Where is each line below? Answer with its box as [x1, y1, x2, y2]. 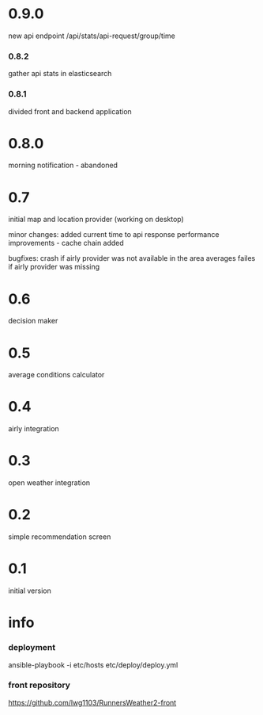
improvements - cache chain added [8, 239, 124, 248]
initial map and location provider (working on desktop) [8, 215, 184, 224]
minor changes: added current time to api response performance [8, 230, 220, 239]
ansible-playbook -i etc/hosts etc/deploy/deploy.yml [8, 660, 178, 670]
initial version [8, 586, 51, 595]
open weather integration [8, 478, 91, 487]
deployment [8, 642, 56, 653]
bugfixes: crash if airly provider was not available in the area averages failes [8, 254, 256, 263]
